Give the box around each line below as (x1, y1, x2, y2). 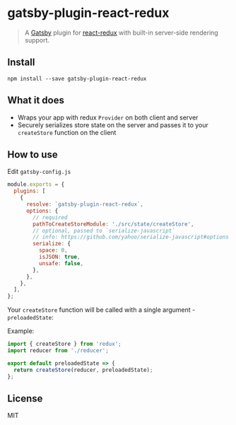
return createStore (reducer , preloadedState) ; (13, 366, 153, 373)
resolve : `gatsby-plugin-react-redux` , (25, 201, 143, 208)
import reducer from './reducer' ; (7, 347, 110, 354)
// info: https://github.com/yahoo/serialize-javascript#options (33, 233, 230, 241)
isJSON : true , (38, 253, 81, 260)
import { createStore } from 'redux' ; (7, 341, 122, 348)
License (7, 392, 43, 404)
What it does (7, 94, 65, 107)
